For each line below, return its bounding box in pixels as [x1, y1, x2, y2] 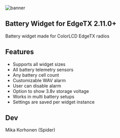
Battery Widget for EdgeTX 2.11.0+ [5, 19, 117, 28]
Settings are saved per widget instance [12, 99, 95, 105]
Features [5, 48, 34, 56]
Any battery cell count [12, 72, 59, 78]
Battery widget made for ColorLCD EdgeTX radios [5, 33, 110, 39]
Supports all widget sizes [12, 61, 66, 67]
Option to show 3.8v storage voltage [12, 88, 89, 94]
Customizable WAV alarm [12, 77, 66, 83]
